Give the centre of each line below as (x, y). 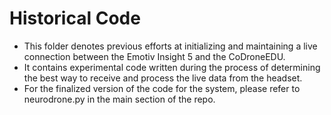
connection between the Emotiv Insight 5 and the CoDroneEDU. (154, 56)
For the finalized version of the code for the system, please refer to (162, 88)
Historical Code (75, 18)
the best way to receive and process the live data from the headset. (163, 78)
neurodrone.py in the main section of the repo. (119, 99)
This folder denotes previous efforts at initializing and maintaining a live (170, 46)
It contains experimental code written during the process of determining (172, 67)
